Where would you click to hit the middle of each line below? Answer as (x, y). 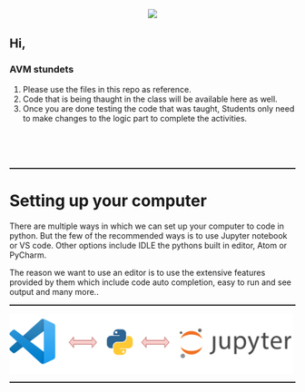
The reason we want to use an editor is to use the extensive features (138, 272)
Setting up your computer (108, 201)
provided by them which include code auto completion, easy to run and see (151, 282)
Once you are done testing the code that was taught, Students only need (158, 108)
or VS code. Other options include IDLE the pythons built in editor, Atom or (148, 245)
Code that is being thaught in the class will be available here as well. (150, 99)
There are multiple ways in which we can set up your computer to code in (147, 226)
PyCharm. (28, 255)
